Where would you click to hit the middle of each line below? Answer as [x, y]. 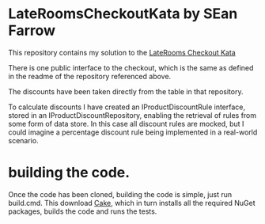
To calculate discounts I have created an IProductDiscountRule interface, [127, 107]
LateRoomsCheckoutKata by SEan [123, 14]
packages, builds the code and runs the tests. [83, 211]
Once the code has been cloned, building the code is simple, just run [120, 194]
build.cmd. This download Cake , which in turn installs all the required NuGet [132, 203]
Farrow [32, 30]
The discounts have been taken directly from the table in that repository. [126, 91]
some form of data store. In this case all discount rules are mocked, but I [126, 123]
